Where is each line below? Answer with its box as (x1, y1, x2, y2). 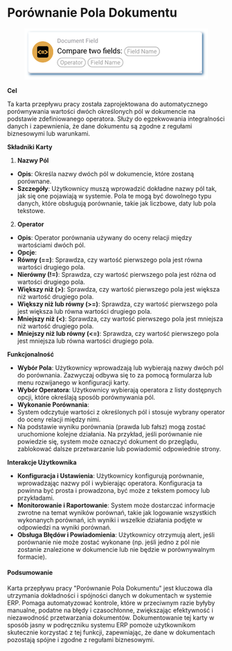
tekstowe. (17, 206, 46, 214)
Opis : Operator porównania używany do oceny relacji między (17, 233, 193, 242)
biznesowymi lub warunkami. (7, 129, 91, 137)
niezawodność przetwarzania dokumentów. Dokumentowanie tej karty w (7, 614, 215, 622)
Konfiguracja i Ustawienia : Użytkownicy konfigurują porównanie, (17, 471, 204, 480)
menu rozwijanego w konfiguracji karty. (17, 378, 130, 387)
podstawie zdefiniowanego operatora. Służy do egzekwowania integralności (7, 115, 225, 123)
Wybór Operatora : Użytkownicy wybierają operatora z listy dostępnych (17, 385, 222, 394)
